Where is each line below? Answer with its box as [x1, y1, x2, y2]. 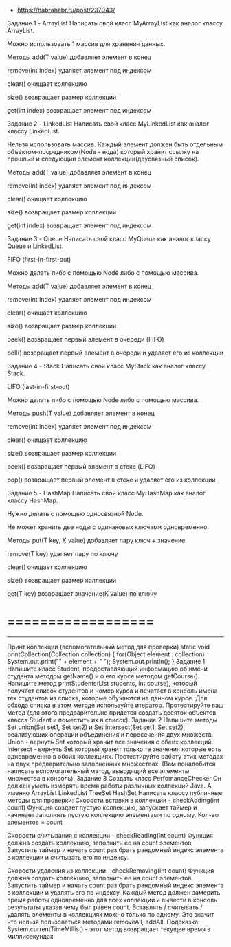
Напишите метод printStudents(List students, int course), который [7, 679, 197, 687]
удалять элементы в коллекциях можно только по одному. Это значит [7, 910, 214, 918]
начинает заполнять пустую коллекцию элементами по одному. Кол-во [7, 810, 219, 818]
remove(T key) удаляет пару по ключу [7, 550, 118, 557]
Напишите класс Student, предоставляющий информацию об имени [7, 665, 208, 673]
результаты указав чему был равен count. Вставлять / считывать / [7, 903, 203, 911]
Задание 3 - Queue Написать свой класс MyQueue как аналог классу [7, 235, 211, 243]
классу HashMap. [7, 496, 58, 504]
